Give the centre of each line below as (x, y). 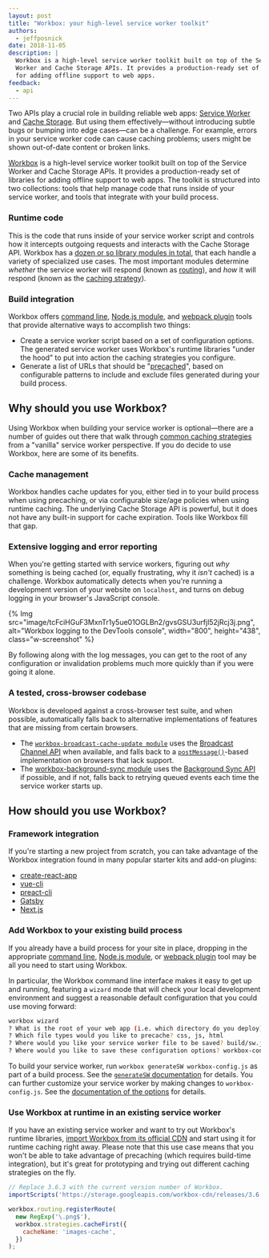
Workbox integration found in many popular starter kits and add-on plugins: (133, 860)
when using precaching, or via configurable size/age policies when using (129, 500)
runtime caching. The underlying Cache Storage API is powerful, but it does (133, 509)
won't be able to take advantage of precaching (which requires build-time (130, 1156)
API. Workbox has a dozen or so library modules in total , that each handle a (132, 252)
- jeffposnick (39, 38)
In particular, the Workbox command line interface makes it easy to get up (130, 980)
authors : (23, 31)
